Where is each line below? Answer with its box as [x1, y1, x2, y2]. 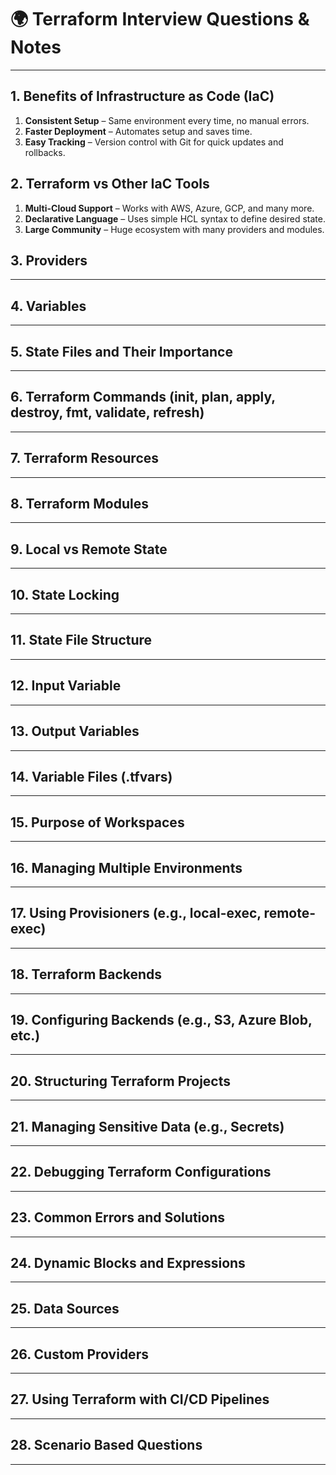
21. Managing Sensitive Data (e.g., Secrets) [10, 1118, 285, 1135]
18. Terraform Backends [10, 966, 163, 983]
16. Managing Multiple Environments [10, 859, 243, 876]
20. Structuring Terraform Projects [10, 1072, 232, 1090]
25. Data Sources [10, 1300, 120, 1317]
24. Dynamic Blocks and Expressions [10, 1255, 246, 1272]
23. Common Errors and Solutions [10, 1209, 225, 1226]
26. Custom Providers [10, 1346, 149, 1363]
